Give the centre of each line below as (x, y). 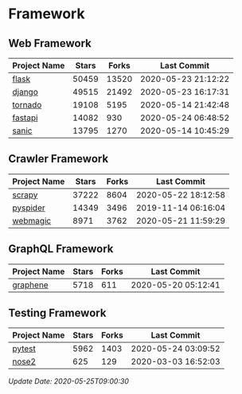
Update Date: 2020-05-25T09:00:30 (69, 381)
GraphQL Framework (61, 249)
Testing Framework (57, 313)
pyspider (29, 208)
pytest (24, 349)
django (25, 92)
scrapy (25, 194)
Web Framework (50, 43)
